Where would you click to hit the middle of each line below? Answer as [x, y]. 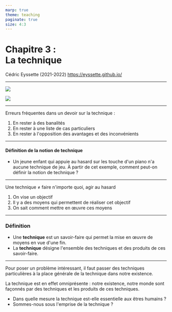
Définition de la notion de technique [44, 150]
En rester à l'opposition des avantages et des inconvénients [76, 134]
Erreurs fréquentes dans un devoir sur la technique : [60, 113]
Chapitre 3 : [31, 50]
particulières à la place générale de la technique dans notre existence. [79, 273]
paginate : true [21, 19]
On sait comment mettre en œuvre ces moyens [62, 208]
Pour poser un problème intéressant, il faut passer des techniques [75, 268]
